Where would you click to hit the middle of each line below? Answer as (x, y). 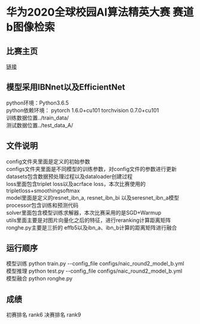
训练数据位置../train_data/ (37, 118)
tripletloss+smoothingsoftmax (43, 190)
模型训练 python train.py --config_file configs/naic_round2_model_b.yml (95, 264)
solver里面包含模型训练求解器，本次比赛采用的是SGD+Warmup (84, 212)
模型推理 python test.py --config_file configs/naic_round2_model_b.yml (94, 271)
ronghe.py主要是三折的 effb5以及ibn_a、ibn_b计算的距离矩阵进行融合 (92, 227)
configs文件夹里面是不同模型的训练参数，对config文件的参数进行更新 (92, 169)
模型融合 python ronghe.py (40, 279)
